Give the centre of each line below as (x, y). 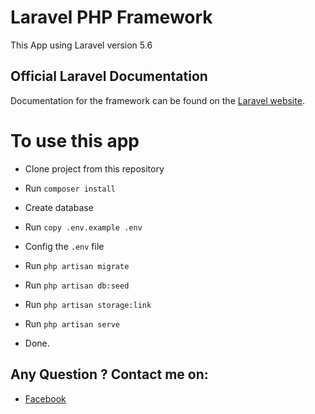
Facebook (45, 398)
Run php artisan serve (72, 323)
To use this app (75, 140)
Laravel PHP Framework (111, 17)
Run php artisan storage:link (88, 304)
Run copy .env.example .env (83, 227)
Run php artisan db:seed (77, 285)
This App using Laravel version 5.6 (81, 45)
